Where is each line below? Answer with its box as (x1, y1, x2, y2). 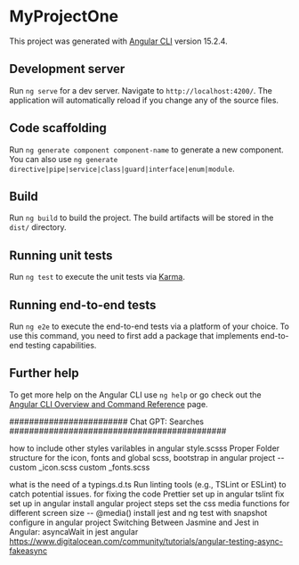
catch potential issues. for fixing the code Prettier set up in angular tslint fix (9, 488, 285, 499)
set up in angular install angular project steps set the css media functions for (9, 497, 290, 509)
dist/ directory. (9, 222, 67, 233)
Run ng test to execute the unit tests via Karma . (9, 272, 185, 282)
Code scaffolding (9, 120, 107, 135)
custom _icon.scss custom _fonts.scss (9, 462, 150, 472)
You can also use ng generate (9, 153, 118, 164)
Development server (9, 61, 125, 77)
